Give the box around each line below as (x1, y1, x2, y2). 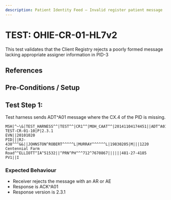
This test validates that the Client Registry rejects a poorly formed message (5, 46, 163, 52)
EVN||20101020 (5, 133, 36, 138)
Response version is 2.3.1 (12, 189, 66, 195)
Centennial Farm (5, 146, 40, 151)
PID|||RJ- (5, 138, 26, 143)
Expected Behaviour (5, 167, 56, 174)
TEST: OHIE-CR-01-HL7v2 (5, 29, 118, 41)
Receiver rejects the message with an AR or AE (12, 178, 111, 184)
